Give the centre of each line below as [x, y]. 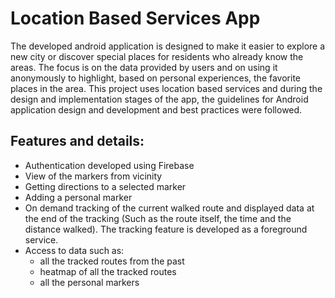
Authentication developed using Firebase [109, 165]
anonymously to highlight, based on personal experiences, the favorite [155, 78]
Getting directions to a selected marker [105, 186]
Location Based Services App [135, 18]
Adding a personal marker [78, 197]
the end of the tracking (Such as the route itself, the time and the [158, 218]
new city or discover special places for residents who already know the [157, 56]
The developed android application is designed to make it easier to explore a [168, 46]
